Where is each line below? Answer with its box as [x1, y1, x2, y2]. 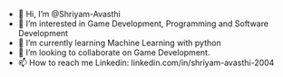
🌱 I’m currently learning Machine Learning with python [17, 37, 221, 48]
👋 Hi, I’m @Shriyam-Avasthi [17, 9, 121, 19]
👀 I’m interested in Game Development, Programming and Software [17, 18, 269, 29]
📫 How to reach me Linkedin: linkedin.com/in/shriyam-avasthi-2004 [17, 57, 275, 68]
